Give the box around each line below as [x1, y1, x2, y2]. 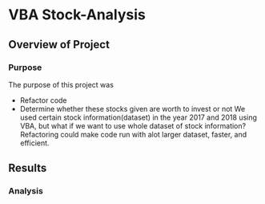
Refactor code [19, 95, 67, 105]
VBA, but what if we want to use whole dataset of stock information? [19, 120, 247, 130]
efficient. [19, 138, 50, 148]
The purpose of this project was [8, 80, 114, 89]
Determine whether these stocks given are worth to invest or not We [19, 104, 246, 113]
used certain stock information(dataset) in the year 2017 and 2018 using [19, 112, 258, 122]
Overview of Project [8, 38, 110, 51]
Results [8, 161, 47, 175]
